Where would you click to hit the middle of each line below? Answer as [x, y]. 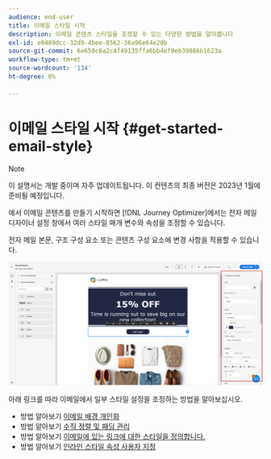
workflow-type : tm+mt [45, 60]
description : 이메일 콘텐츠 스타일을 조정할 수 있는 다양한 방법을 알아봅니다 [121, 34]
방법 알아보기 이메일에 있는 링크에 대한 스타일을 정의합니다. [113, 436]
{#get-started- [173, 128]
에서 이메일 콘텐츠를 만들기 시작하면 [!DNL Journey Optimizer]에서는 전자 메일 [133, 212]
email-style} [51, 146]
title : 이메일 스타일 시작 [47, 25]
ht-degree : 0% [32, 77]
